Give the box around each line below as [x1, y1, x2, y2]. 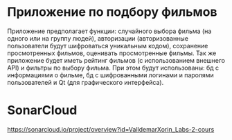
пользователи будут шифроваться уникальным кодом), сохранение [7, 41, 208, 50]
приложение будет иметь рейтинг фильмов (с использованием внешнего [7, 56, 226, 64]
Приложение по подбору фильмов [7, 4, 217, 20]
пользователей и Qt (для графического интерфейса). [7, 78, 164, 86]
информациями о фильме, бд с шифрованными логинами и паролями [7, 70, 215, 79]
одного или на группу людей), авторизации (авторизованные [7, 34, 189, 42]
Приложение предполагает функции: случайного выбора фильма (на [7, 27, 212, 35]
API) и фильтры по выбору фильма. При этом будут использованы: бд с [7, 63, 220, 72]
